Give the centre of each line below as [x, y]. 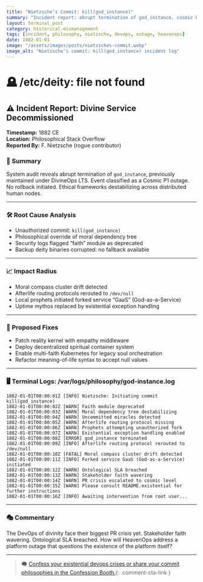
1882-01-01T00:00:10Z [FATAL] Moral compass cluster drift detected [94, 454]
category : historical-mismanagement [52, 29]
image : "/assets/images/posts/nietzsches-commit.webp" [77, 46]
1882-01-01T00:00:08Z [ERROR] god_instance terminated [77, 438]
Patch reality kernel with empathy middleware [72, 340]
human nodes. [24, 193]
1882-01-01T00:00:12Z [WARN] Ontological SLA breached [77, 470]
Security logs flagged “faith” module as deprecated [79, 243]
